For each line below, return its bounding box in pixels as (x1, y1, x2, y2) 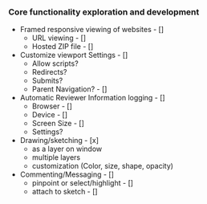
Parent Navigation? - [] (31, 84, 108, 94)
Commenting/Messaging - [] (19, 169, 115, 179)
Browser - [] (31, 101, 72, 111)
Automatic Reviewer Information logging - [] (19, 93, 166, 103)
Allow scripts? (31, 59, 79, 68)
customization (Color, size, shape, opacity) (31, 161, 174, 171)
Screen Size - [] (31, 119, 84, 129)
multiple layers (31, 153, 81, 162)
